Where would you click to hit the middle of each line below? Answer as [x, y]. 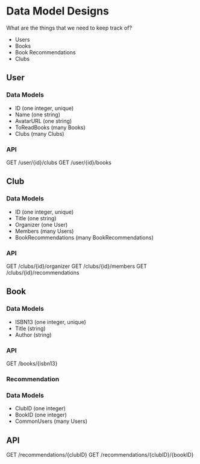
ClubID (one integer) [40, 408]
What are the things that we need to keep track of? [69, 28]
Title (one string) [36, 218]
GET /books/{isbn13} [32, 363]
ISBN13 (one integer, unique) [50, 322]
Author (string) [33, 335]
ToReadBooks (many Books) [50, 127]
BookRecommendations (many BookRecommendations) [84, 237]
